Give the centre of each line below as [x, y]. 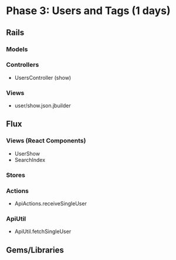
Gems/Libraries [35, 250]
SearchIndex [30, 160]
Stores [16, 175]
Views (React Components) [46, 141]
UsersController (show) [43, 77]
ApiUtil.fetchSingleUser [43, 232]
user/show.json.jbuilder [43, 106]
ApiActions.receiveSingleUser [50, 203]
